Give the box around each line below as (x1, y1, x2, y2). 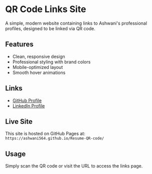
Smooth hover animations (12, 69, 66, 75)
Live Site (5, 117, 33, 126)
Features (5, 40, 34, 49)
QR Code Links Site (5, 4, 86, 15)
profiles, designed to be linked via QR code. (5, 25, 95, 31)
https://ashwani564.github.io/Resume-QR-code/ (5, 136, 104, 141)
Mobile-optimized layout (12, 64, 63, 70)
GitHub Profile (12, 97, 42, 104)
